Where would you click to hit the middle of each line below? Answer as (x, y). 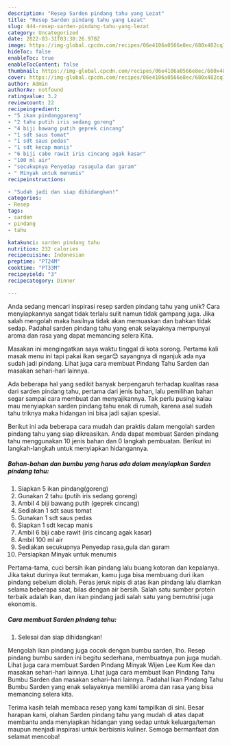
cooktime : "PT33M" (34, 268)
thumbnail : (23, 71)
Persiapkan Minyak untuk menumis (67, 554)
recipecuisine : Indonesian (46, 255)
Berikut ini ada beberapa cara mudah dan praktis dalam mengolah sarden (111, 426)
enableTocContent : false (43, 65)
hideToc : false (29, 52)
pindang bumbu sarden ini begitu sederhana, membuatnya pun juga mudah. (115, 657)
